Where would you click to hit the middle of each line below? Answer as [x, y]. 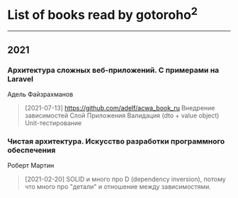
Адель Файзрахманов [40, 94]
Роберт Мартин [31, 165]
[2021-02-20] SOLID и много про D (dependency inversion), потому [125, 179]
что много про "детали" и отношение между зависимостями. [118, 187]
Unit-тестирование [53, 123]
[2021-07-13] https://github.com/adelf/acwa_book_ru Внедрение [120, 107]
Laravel [21, 78]
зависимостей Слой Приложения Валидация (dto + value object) [122, 115]
